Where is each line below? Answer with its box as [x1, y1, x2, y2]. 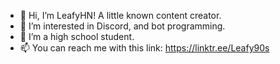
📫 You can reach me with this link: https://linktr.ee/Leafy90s [19, 42, 270, 54]
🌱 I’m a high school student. [19, 31, 135, 42]
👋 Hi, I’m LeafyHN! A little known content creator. [19, 10, 222, 21]
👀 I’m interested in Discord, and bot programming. [19, 20, 226, 32]
